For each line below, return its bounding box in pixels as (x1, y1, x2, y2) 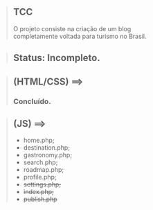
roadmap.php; (23, 166, 64, 174)
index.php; (23, 188, 54, 196)
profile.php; (23, 173, 57, 182)
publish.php (23, 195, 57, 204)
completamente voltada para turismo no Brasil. (12, 32, 147, 40)
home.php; (23, 136, 55, 145)
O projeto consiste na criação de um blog (12, 24, 132, 33)
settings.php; (23, 180, 62, 189)
